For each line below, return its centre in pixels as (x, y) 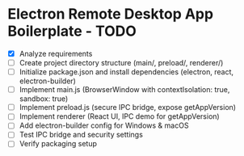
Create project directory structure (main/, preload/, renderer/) (121, 63)
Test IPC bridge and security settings (81, 135)
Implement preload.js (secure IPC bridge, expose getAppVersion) (127, 108)
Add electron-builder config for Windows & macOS (104, 125)
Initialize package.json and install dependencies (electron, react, (126, 72)
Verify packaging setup (58, 144)
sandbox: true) (44, 99)
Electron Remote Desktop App (111, 14)
